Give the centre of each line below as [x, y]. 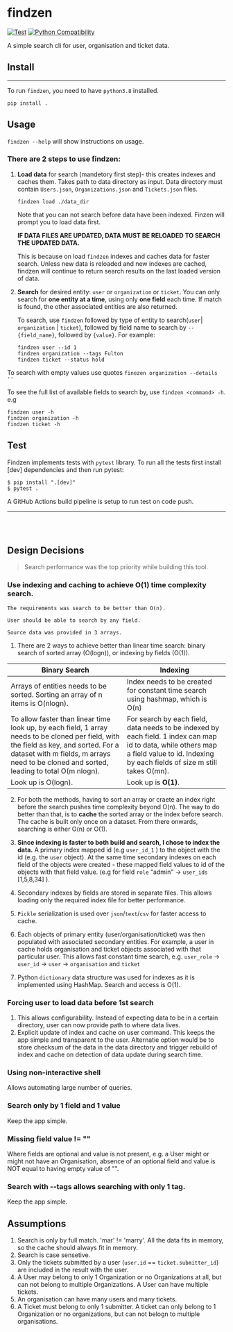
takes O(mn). [148, 770]
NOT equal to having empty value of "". [63, 1168]
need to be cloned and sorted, [60, 762]
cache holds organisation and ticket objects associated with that [109, 949]
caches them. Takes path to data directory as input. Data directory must [120, 181]
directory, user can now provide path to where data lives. [99, 1025]
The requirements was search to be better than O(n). [87, 608]
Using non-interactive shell [54, 1072]
